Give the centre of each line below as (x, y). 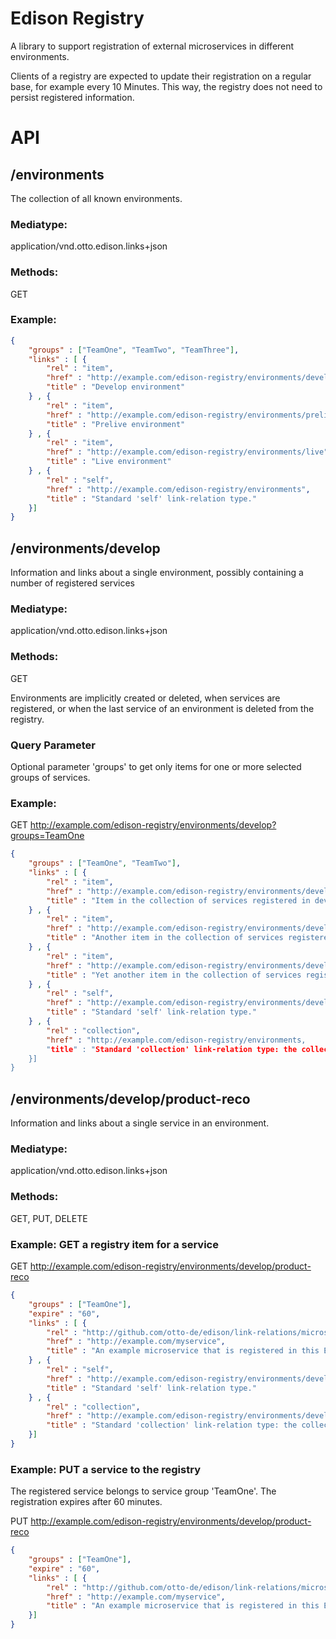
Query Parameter (53, 745)
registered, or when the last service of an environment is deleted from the (162, 708)
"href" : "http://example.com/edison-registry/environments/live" (187, 452)
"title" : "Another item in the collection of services (165, 938)
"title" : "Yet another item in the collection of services (174, 975)
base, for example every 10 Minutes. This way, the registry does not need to (166, 86)
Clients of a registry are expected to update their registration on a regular (161, 76)
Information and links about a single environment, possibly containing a (157, 573)
